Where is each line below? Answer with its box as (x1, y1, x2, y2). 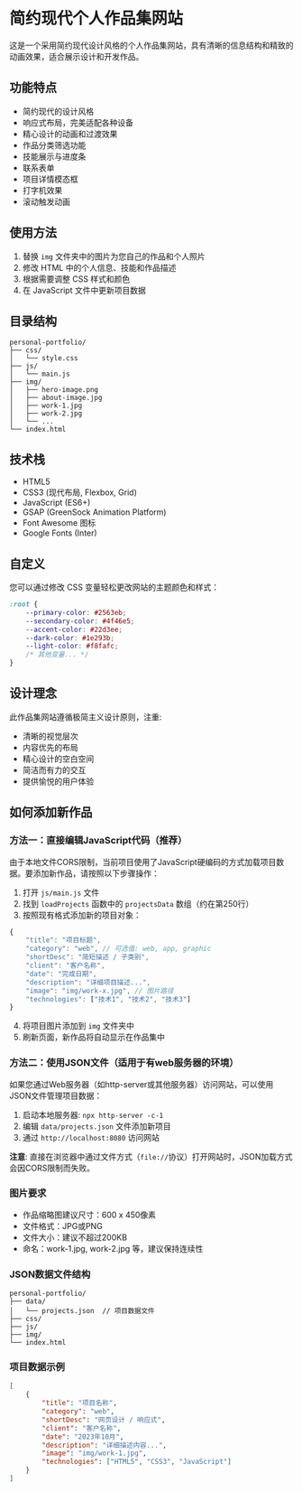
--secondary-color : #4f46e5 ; (25, 616, 135, 626)
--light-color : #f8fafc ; (25, 642, 119, 651)
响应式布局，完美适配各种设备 (22, 116, 133, 127)
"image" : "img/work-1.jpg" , (41, 1449, 147, 1458)
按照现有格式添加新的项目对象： (22, 909, 142, 920)
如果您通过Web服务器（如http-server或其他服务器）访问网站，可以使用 (9, 1078, 274, 1089)
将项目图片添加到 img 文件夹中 (22, 1020, 135, 1031)
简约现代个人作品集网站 (9, 8, 184, 29)
